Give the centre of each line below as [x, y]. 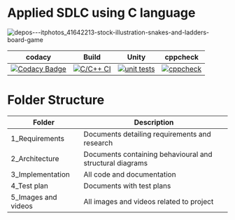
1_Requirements [38, 138]
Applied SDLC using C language [101, 13]
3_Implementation [40, 174]
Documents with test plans [127, 186]
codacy [38, 57]
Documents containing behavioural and [148, 154]
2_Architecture [35, 158]
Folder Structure [56, 100]
